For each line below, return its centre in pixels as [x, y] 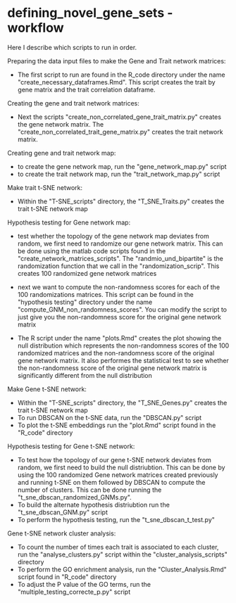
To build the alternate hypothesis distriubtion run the [94, 504]
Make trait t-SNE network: [45, 187]
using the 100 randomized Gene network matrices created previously [118, 475]
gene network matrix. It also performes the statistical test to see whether [123, 360]
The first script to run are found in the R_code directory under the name [121, 75]
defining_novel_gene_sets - [90, 13]
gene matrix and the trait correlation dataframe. [86, 89]
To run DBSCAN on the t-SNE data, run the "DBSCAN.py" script [110, 417]
